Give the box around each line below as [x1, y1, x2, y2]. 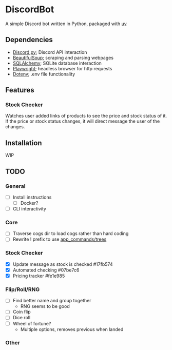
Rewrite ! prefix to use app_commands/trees [12, 236, 107, 242]
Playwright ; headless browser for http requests [12, 65, 112, 71]
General [5, 182, 26, 189]
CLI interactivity [12, 206, 46, 212]
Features [5, 86, 34, 94]
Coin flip [12, 309, 31, 315]
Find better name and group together [12, 298, 91, 304]
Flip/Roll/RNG [5, 286, 40, 293]
